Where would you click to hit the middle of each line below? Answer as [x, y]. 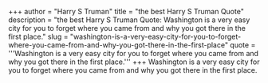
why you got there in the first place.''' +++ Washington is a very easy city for [134, 62]
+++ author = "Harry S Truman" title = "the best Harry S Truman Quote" [126, 11]
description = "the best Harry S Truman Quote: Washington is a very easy [129, 20]
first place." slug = [38, 36]
